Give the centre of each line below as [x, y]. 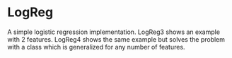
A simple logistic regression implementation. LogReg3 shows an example [114, 32]
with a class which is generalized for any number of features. [96, 47]
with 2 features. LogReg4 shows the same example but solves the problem [116, 39]
